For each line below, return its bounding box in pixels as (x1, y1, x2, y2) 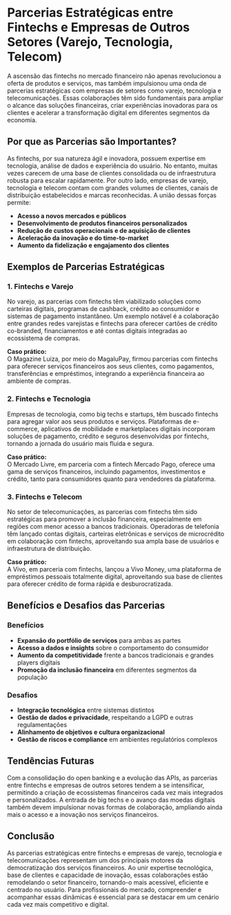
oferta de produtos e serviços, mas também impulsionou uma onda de (7, 79, 207, 87)
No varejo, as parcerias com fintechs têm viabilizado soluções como (7, 297, 201, 305)
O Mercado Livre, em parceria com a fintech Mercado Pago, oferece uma (7, 460, 216, 468)
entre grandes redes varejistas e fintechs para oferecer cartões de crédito (7, 319, 218, 328)
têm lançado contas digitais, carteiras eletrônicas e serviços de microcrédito (7, 530, 225, 538)
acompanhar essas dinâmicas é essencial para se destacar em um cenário (7, 893, 219, 901)
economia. (7, 115, 37, 124)
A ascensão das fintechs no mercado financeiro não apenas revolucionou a (7, 71, 222, 80)
